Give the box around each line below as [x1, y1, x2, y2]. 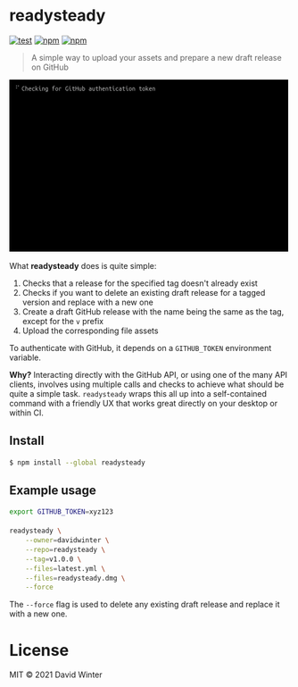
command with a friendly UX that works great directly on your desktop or [9, 398, 278, 408]
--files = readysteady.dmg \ [25, 574, 126, 582]
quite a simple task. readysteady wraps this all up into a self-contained [9, 388, 268, 398]
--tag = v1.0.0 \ [25, 555, 82, 564]
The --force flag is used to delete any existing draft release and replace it [9, 599, 280, 610]
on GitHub [30, 62, 70, 72]
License [9, 640, 70, 660]
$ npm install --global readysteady [9, 457, 145, 467]
